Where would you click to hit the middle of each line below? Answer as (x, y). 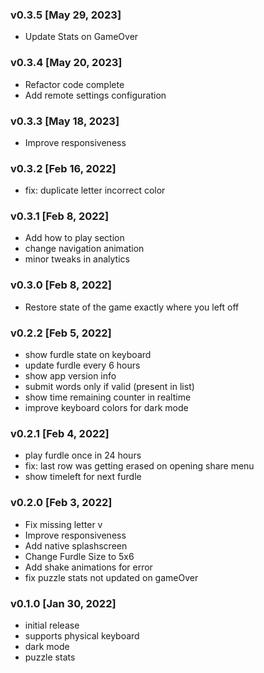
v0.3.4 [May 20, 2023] (66, 63)
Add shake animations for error (88, 567)
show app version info (70, 376)
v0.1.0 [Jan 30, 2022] (63, 603)
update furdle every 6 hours (82, 365)
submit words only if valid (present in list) (109, 387)
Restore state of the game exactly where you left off (132, 307)
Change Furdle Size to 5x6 (79, 556)
